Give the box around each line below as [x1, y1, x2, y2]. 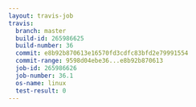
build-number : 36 [15, 42, 74, 50]
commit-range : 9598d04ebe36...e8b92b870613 [15, 57, 163, 65]
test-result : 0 [15, 86, 67, 95]
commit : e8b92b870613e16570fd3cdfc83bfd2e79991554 [15, 49, 189, 57]
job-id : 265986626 [15, 64, 78, 72]
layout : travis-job [8, 11, 74, 20]
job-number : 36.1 [15, 72, 74, 80]
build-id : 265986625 [15, 34, 84, 43]
